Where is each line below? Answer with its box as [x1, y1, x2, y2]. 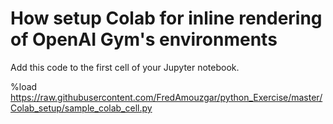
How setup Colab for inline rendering [10, 7, 323, 30]
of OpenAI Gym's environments [10, 28, 278, 51]
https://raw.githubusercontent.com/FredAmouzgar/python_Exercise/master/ [10, 91, 323, 103]
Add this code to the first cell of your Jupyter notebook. [10, 61, 240, 73]
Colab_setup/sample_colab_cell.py [10, 102, 153, 114]
